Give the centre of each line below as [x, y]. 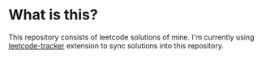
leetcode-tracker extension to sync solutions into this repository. [116, 45]
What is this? [54, 15]
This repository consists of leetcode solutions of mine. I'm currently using [131, 37]
